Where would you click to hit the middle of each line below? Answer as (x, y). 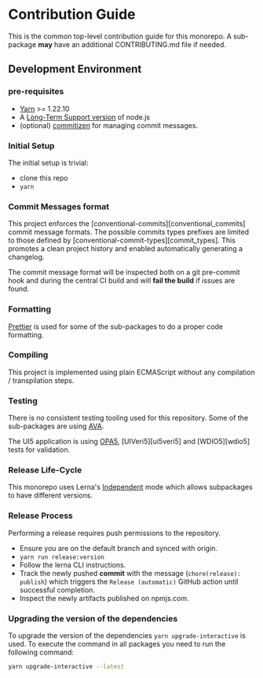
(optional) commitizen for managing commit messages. (109, 125)
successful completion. (57, 589)
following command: (41, 652)
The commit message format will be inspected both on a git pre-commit (124, 272)
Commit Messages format (59, 206)
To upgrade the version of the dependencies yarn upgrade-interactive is (127, 636)
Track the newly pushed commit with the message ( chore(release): (130, 573)
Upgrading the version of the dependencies (93, 618)
